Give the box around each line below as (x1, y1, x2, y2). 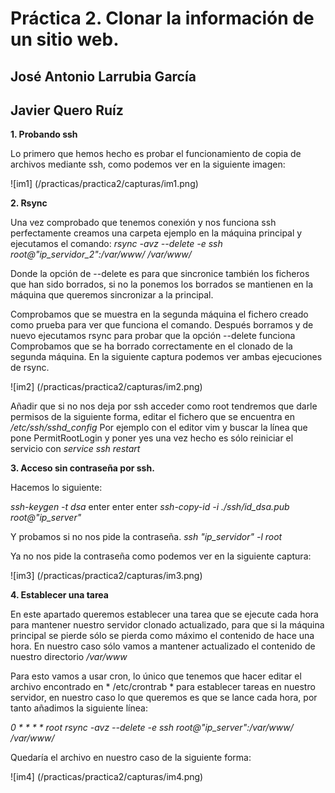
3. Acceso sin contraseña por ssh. (10, 462, 155, 474)
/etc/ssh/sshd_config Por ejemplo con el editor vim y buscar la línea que (10, 422, 308, 434)
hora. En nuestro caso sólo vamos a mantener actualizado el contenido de (10, 640, 316, 652)
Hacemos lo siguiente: (10, 482, 103, 494)
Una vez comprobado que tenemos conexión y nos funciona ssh (10, 217, 277, 229)
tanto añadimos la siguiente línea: (10, 702, 148, 714)
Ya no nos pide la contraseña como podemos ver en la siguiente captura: (10, 550, 312, 562)
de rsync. (10, 362, 50, 374)
